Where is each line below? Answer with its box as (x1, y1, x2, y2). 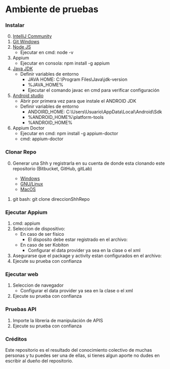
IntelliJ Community (12, 33, 52, 39)
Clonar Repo (5, 148, 37, 156)
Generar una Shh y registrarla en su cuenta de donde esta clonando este (12, 160, 165, 166)
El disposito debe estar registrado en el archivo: (27, 236, 128, 242)
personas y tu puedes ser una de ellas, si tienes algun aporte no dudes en (5, 352, 160, 358)
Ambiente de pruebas (5, 4, 99, 15)
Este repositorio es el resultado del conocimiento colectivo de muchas (5, 347, 152, 353)
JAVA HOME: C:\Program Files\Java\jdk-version (27, 76, 128, 82)
